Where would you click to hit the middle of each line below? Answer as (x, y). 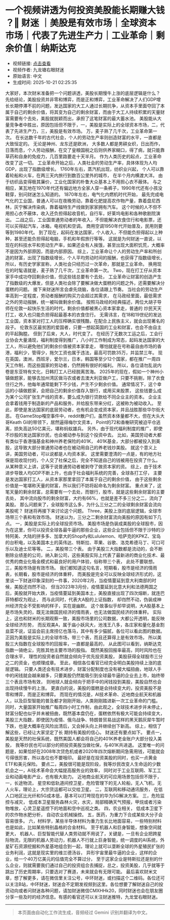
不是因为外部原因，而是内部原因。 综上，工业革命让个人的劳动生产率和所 (81, 251)
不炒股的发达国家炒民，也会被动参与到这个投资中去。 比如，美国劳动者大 (81, 435)
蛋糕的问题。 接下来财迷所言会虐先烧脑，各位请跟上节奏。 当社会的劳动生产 (84, 289)
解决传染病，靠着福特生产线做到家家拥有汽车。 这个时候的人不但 (90, 207)
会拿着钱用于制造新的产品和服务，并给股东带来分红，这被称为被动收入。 (80, 403)
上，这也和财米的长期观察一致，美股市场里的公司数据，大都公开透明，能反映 (85, 618)
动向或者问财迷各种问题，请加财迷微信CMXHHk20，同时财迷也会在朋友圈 (86, 890)
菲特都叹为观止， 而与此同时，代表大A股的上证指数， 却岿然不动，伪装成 (81, 599)
